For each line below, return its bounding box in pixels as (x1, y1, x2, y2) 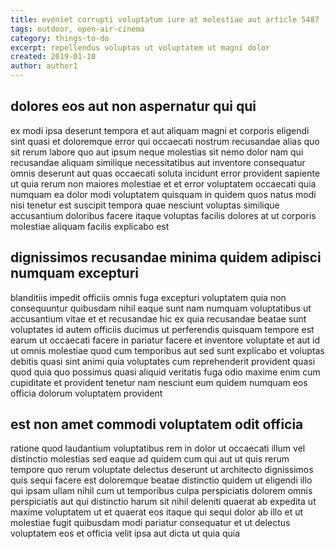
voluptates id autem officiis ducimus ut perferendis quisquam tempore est (10, 323, 315, 335)
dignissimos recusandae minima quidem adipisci (10, 249, 322, 266)
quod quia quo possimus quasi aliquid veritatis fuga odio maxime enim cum (10, 366, 321, 378)
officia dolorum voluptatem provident (10, 387, 163, 399)
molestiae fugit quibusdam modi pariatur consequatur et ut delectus (10, 517, 291, 529)
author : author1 (10, 61, 78, 71)
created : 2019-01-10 (10, 52, 97, 62)
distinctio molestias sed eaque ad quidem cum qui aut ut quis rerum (10, 453, 290, 465)
